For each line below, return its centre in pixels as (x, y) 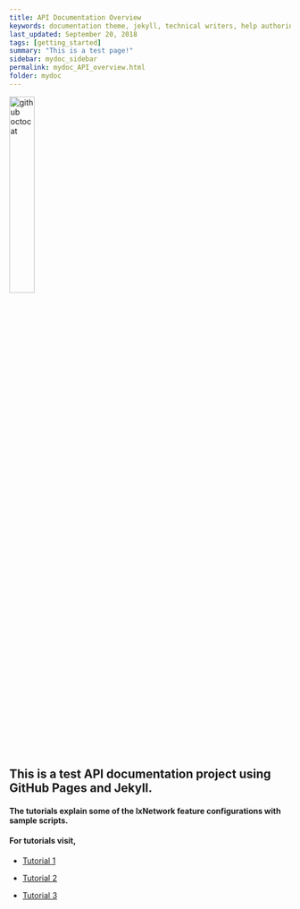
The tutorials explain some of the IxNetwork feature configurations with (145, 811)
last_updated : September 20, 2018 (74, 34)
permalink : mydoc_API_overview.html (77, 68)
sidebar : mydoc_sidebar (54, 59)
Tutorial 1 (39, 861)
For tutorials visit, (43, 841)
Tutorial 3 (40, 895)
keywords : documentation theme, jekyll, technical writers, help (133, 26)
